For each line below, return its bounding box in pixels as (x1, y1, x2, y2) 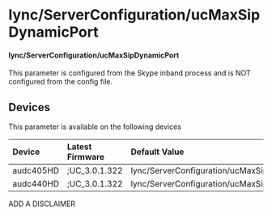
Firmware (66, 152, 105, 163)
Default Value (130, 146, 185, 157)
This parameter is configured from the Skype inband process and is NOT (8, 68, 251, 78)
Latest (66, 141, 92, 153)
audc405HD (12, 165, 59, 176)
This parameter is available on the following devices (8, 122, 182, 131)
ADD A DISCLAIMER (8, 199, 75, 209)
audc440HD (12, 178, 59, 190)
